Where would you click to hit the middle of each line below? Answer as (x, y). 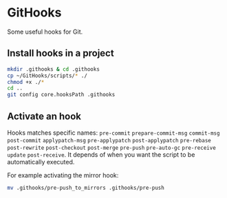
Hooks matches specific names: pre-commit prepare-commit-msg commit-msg (113, 133)
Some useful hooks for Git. (45, 32)
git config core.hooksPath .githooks (61, 95)
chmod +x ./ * (26, 82)
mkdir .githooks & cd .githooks (53, 69)
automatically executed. (41, 162)
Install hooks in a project (61, 53)
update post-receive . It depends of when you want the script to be (101, 154)
